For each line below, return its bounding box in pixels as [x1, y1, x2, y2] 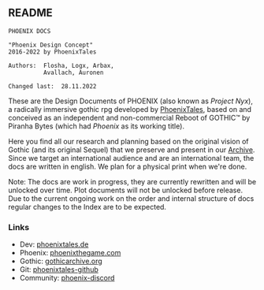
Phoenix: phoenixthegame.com [19, 248, 121, 258]
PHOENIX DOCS [8, 27, 51, 35]
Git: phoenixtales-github [19, 265, 99, 274]
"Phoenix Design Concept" [8, 41, 93, 49]
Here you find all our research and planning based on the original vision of [8, 136, 249, 146]
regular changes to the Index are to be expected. [8, 202, 167, 211]
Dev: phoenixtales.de [19, 240, 89, 249]
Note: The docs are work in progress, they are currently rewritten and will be [8, 177, 257, 186]
